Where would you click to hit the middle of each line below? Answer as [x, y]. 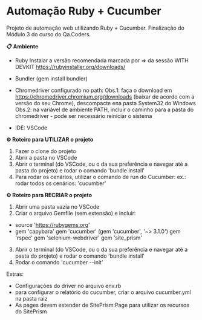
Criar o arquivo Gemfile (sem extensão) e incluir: [75, 213]
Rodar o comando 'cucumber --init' [59, 262]
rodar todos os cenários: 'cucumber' [60, 183]
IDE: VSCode [31, 128]
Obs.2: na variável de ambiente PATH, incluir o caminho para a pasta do [104, 109]
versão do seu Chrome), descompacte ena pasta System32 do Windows [106, 103]
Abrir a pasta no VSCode [46, 157]
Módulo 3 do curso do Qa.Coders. [49, 34]
